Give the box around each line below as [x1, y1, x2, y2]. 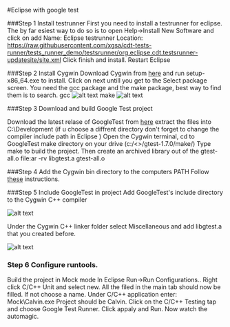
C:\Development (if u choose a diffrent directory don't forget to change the [7, 125, 220, 133]
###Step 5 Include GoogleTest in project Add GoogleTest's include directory [7, 189, 224, 196]
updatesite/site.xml [7, 56, 62, 64]
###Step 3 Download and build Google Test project [7, 105, 153, 112]
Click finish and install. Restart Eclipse [62, 56, 171, 64]
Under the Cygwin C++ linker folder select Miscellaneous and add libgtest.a [7, 222, 222, 230]
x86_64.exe [7, 76, 40, 85]
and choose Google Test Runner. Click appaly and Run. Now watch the [7, 305, 208, 313]
